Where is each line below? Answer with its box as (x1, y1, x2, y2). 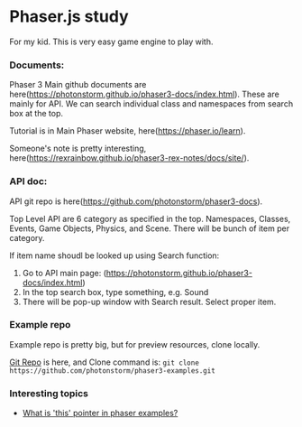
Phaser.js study (9, 6, 129, 27)
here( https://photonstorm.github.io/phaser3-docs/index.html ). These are (9, 88, 279, 100)
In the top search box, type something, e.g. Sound (22, 286, 209, 297)
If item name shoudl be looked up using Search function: (9, 250, 220, 261)
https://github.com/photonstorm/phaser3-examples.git (9, 366, 216, 376)
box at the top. (9, 108, 64, 119)
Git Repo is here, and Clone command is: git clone (9, 357, 200, 367)
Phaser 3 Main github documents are (9, 79, 147, 90)
